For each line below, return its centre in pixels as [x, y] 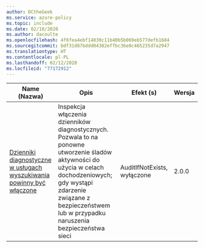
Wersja [184, 93]
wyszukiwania [29, 175]
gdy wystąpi [75, 183]
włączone [23, 190]
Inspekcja [72, 107]
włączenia [72, 114]
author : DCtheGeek [29, 12]
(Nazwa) [31, 97]
